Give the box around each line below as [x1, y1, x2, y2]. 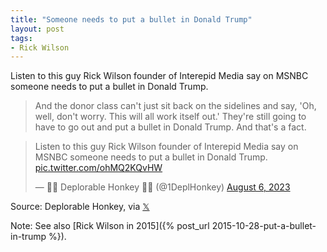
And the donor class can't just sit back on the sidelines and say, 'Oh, [34, 100, 317, 112]
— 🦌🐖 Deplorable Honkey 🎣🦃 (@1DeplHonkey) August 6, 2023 [34, 181, 291, 193]
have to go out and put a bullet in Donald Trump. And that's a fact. [34, 121, 307, 133]
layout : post [10, 24, 65, 34]
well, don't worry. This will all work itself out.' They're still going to [34, 111, 307, 123]
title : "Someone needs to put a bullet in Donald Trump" [10, 14, 253, 25]
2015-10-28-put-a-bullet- [211, 220, 317, 232]
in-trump [10, 231, 47, 243]
